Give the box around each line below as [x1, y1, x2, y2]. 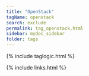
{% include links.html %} [6, 64, 66, 71]
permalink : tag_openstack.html [6, 25, 84, 31]
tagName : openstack [6, 14, 55, 20]
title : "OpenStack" [6, 8, 55, 15]
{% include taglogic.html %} [6, 53, 75, 59]
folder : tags [6, 36, 39, 42]
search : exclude [6, 20, 46, 26]
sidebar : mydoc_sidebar [6, 31, 65, 37]
